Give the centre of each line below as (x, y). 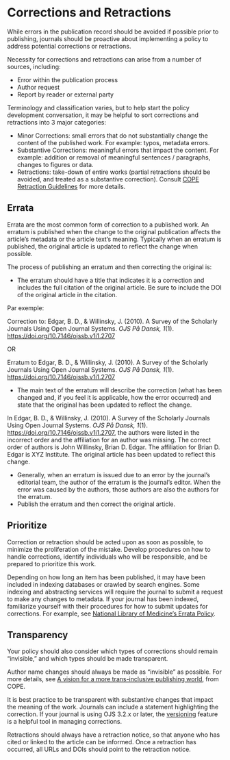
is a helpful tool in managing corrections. (65, 722)
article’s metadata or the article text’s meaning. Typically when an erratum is (114, 239)
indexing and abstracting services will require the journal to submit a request (115, 592)
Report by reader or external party (65, 94)
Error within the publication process (67, 79)
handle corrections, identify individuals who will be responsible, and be (107, 557)
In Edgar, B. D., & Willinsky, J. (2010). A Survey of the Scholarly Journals (108, 418)
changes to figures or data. (55, 164)
